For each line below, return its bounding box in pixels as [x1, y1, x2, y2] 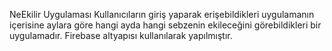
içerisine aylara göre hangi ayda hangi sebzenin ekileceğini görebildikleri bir [9, 19, 322, 31]
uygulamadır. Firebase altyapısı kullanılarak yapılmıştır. [9, 30, 233, 41]
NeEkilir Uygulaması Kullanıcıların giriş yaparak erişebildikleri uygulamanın [9, 9, 315, 20]
